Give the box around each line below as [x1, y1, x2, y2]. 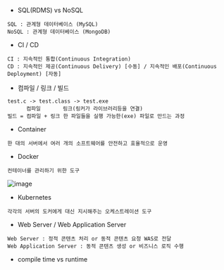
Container [17, 125, 47, 133]
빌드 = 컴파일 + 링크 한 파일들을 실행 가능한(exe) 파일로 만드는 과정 [7, 112, 185, 120]
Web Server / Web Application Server [17, 221, 127, 229]
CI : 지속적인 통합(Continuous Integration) [7, 56, 132, 63]
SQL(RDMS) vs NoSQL [17, 6, 84, 14]
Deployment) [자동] [7, 70, 62, 77]
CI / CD [17, 41, 39, 49]
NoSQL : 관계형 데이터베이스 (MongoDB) [7, 28, 111, 35]
